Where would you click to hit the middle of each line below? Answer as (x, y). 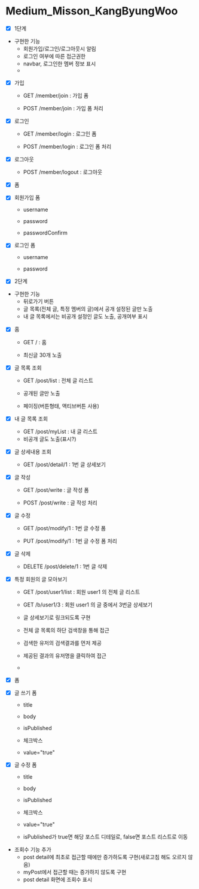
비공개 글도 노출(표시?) (50, 439)
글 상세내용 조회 (33, 452)
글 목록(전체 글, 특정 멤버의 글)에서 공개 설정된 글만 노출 (88, 309)
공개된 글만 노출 (42, 393)
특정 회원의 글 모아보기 (41, 579)
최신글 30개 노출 (42, 355)
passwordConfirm (45, 233)
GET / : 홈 (35, 342)
